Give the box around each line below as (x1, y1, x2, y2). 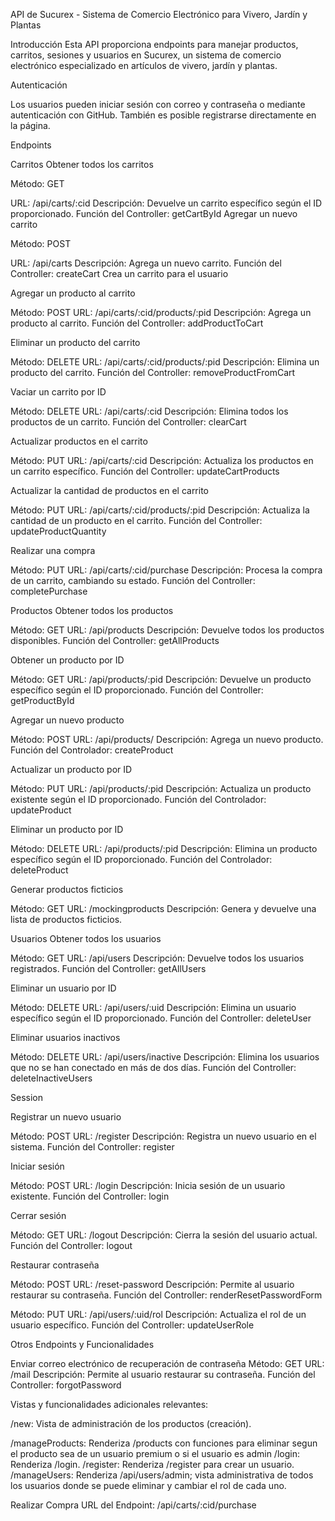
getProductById (10, 695, 75, 706)
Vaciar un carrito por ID (10, 386, 107, 398)
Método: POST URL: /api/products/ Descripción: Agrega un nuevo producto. (10, 734, 324, 745)
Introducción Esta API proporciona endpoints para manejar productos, (10, 39, 299, 50)
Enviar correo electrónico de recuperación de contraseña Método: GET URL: (10, 1358, 325, 1369)
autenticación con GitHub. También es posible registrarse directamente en (10, 109, 317, 121)
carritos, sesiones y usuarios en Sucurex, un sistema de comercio (10, 49, 282, 61)
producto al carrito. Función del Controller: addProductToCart (10, 317, 264, 329)
